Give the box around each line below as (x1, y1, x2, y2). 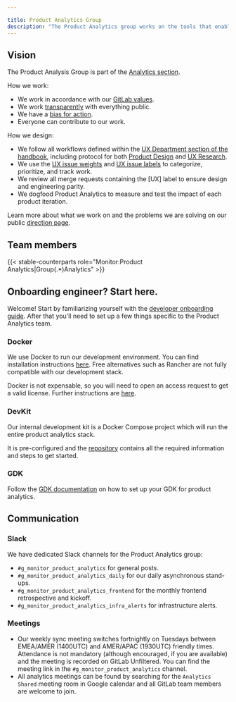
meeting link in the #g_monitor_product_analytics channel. (17, 664, 188, 673)
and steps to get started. (7, 451, 79, 460)
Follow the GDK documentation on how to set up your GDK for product (7, 484, 211, 493)
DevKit (7, 407, 32, 417)
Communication (7, 512, 79, 525)
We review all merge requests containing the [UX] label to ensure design (17, 175, 228, 183)
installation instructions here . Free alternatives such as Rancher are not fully (7, 360, 227, 369)
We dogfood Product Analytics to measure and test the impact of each (17, 190, 222, 198)
